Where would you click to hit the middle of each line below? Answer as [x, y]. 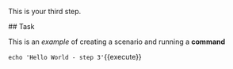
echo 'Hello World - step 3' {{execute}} [75, 57]
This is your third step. [45, 11]
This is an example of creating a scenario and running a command [117, 42]
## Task [21, 26]
